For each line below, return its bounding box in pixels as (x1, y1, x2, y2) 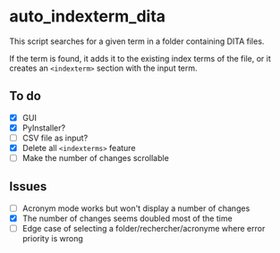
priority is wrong (21, 233, 83, 244)
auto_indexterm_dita (9, 6, 166, 27)
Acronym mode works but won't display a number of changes (21, 203, 250, 214)
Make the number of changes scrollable (21, 153, 170, 163)
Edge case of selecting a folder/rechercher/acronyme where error (21, 223, 266, 233)
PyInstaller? (21, 122, 65, 133)
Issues (9, 179, 47, 194)
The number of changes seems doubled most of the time (21, 213, 233, 223)
